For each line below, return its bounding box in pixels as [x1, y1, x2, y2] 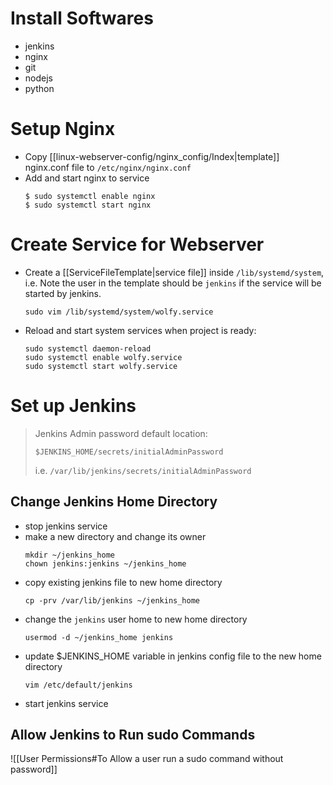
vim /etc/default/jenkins [24, 680, 133, 690]
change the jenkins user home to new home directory [24, 613, 248, 625]
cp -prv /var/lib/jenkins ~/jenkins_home [24, 595, 200, 606]
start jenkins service [24, 697, 109, 709]
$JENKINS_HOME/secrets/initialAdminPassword [34, 447, 224, 457]
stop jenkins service [24, 520, 108, 532]
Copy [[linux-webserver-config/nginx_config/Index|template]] [24, 150, 280, 162]
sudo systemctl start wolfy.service [24, 361, 178, 371]
